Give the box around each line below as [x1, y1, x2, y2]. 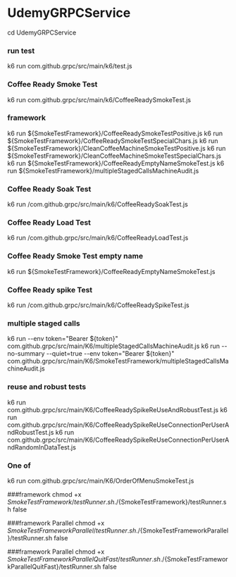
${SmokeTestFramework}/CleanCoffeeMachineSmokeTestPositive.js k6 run [7, 144, 226, 152]
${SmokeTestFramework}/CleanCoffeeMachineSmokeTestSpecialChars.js [7, 151, 222, 160]
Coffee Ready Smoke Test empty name [7, 252, 143, 261]
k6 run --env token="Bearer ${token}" [7, 335, 118, 343]
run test [7, 46, 35, 56]
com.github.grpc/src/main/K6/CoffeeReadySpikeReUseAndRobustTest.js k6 [7, 405, 228, 414]
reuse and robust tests [7, 382, 87, 392]
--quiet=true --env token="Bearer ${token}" [46, 349, 175, 358]
